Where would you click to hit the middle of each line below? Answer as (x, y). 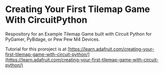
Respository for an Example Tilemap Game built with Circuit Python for (78, 34)
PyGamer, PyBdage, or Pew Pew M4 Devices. (52, 39)
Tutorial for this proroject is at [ (37, 49)
